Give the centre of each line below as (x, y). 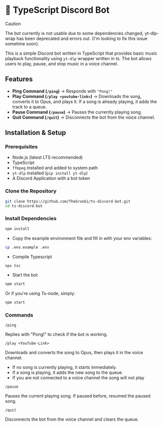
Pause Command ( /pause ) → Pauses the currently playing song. (77, 112)
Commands (19, 315)
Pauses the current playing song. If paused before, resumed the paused (78, 396)
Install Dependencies (31, 219)
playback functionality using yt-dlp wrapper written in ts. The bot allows (78, 58)
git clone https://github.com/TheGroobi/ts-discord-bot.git (68, 201)
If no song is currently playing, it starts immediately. (64, 367)
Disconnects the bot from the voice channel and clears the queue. (72, 419)
